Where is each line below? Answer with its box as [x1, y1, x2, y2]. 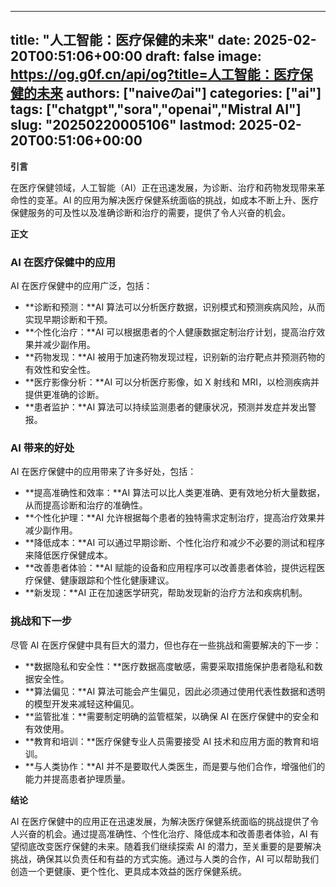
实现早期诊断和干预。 [24, 314, 113, 326]
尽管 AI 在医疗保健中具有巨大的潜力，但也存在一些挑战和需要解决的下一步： [10, 639, 322, 651]
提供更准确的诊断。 [24, 389, 105, 401]
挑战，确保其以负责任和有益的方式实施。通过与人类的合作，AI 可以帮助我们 [10, 852, 320, 865]
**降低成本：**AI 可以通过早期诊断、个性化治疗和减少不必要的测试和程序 [24, 537, 326, 549]
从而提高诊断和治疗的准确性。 [24, 499, 148, 511]
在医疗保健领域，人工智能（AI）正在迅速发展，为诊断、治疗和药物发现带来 [10, 181, 317, 193]
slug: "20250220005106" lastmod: [10, 117, 237, 134]
